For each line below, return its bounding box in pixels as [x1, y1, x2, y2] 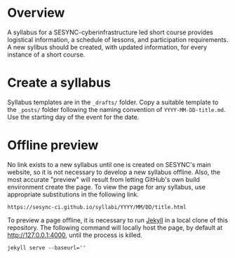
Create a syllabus [7, 75, 111, 91]
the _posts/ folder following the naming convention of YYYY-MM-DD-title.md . [7, 105, 226, 113]
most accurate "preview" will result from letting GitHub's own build [7, 175, 200, 183]
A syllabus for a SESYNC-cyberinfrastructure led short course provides [7, 28, 213, 36]
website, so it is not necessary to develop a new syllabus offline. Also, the [7, 168, 221, 176]
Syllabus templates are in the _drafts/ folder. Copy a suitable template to [7, 98, 219, 106]
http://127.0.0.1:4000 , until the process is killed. [7, 231, 142, 239]
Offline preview [7, 138, 99, 153]
